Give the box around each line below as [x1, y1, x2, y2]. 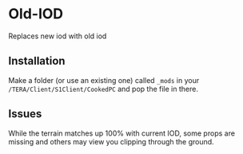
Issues [8, 107, 42, 120]
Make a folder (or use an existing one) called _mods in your [8, 75, 200, 85]
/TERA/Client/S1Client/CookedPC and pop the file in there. [8, 84, 198, 93]
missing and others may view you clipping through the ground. [8, 136, 214, 146]
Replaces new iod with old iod [8, 31, 107, 41]
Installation [8, 54, 66, 68]
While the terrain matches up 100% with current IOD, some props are [8, 128, 236, 138]
